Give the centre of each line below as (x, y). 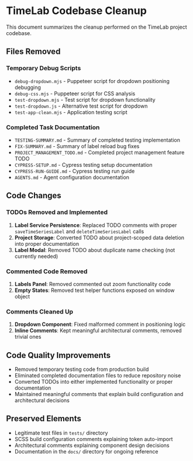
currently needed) (36, 256)
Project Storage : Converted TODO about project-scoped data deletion (99, 238)
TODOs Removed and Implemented (57, 212)
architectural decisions (42, 400)
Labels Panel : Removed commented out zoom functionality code (93, 284)
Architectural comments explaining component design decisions (92, 445)
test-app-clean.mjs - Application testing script (71, 112)
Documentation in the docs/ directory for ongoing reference (86, 451)
